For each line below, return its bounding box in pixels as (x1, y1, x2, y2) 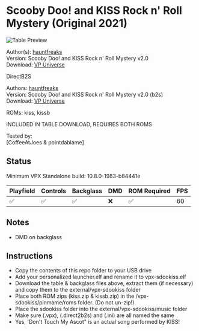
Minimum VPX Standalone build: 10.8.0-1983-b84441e (6, 172, 141, 179)
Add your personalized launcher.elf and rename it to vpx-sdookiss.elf (14, 273, 186, 281)
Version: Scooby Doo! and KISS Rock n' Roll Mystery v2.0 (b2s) (6, 91, 164, 98)
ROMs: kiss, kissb (6, 109, 50, 116)
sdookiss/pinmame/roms (14, 299, 77, 306)
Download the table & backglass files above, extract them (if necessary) (14, 280, 194, 287)
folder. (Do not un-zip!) (78, 299, 135, 306)
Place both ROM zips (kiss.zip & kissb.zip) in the (14, 292, 135, 300)
